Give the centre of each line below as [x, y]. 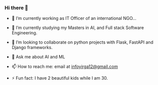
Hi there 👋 [17, 8]
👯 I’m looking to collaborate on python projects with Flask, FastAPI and [82, 42]
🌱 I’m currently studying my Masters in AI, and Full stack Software [78, 28]
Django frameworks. [32, 48]
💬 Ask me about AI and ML [38, 57]
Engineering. [24, 33]
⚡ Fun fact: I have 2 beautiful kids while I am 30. [60, 78]
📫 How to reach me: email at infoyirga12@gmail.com [65, 67]
